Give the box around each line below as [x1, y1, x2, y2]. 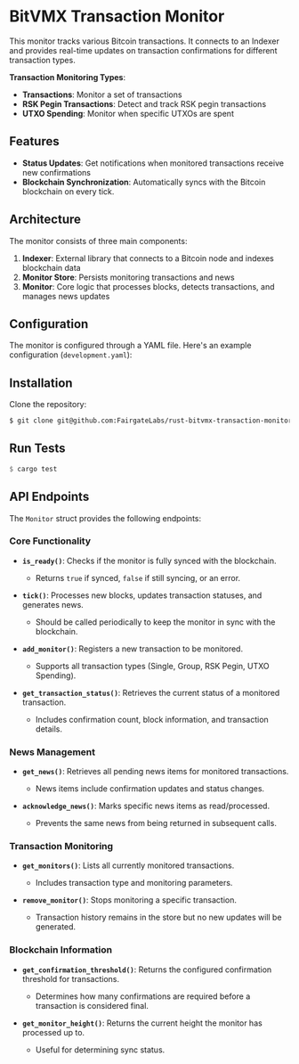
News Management [9, 746, 96, 758]
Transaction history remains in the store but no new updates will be [35, 912, 282, 923]
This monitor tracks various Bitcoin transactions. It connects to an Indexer [9, 36, 280, 46]
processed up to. [21, 1027, 85, 1037]
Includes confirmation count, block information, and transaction [35, 714, 269, 724]
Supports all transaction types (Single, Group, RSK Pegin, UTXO [35, 660, 270, 671]
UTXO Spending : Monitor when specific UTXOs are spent [21, 108, 234, 119]
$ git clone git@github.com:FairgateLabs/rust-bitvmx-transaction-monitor [9, 416, 293, 425]
